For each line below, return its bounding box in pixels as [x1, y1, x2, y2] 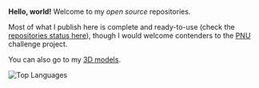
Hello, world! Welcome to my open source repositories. [8, 7, 191, 16]
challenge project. [8, 39, 68, 49]
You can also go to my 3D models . [8, 55, 122, 64]
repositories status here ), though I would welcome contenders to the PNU [8, 31, 251, 40]
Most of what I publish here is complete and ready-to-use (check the [8, 22, 236, 31]
